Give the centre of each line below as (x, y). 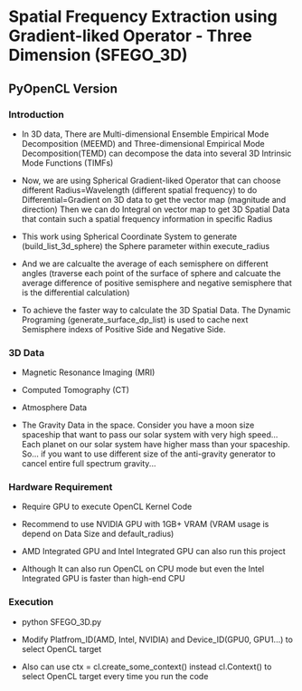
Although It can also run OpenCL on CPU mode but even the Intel (143, 569)
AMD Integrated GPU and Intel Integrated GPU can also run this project (153, 552)
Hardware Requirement (61, 487)
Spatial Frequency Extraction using (143, 17)
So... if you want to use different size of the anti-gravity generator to (149, 454)
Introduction (36, 114)
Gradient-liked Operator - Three (130, 36)
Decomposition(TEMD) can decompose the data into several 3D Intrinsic (156, 153)
